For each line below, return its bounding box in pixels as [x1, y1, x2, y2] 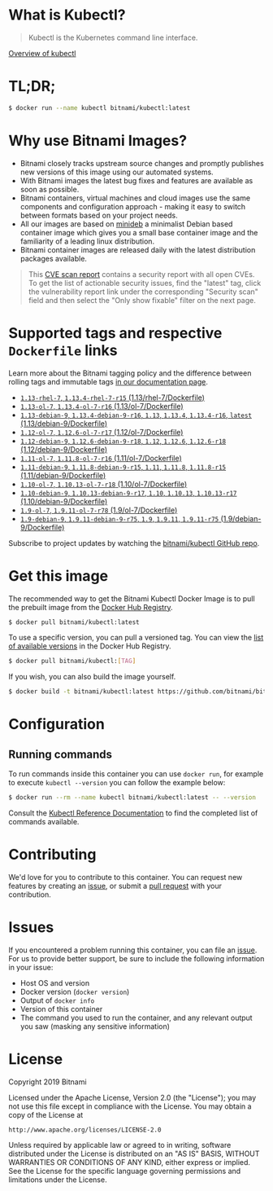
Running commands [8, 747, 112, 761]
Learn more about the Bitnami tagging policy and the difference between [8, 368, 252, 378]
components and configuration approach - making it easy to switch [19, 201, 246, 211]
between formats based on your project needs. [19, 210, 178, 220]
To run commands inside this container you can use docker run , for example [8, 769, 264, 779]
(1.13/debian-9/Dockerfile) [19, 418, 108, 428]
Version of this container [19, 1004, 103, 1013]
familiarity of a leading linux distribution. [19, 236, 155, 246]
